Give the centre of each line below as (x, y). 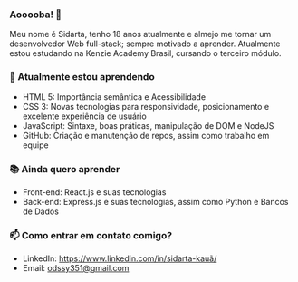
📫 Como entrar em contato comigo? (91, 235)
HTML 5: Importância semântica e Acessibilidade (114, 97)
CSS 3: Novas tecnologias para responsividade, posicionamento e (146, 106)
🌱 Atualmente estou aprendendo (82, 77)
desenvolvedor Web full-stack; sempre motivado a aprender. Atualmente (145, 44)
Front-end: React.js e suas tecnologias (94, 192)
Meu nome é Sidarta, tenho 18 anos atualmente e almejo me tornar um (140, 34)
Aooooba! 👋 (36, 15)
